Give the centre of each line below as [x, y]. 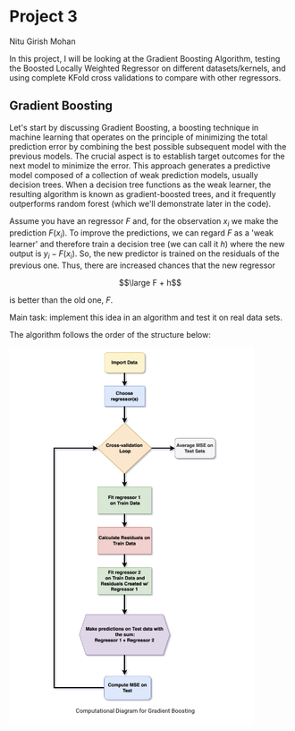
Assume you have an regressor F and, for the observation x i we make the [144, 222]
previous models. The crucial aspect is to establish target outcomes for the [147, 156]
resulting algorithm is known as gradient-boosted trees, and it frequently [143, 193]
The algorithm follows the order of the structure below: [110, 335]
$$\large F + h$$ [150, 283]
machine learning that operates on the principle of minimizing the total [139, 137]
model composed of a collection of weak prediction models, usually [134, 175]
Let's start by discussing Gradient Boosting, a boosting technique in [134, 127]
